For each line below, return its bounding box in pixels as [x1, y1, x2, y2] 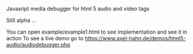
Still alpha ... [6, 17, 37, 23]
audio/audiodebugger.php [6, 41, 71, 48]
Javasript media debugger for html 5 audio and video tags [6, 5, 150, 12]
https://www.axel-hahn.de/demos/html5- [85, 35, 186, 41]
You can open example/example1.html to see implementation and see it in [6, 28, 188, 35]
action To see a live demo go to [6, 35, 84, 41]
